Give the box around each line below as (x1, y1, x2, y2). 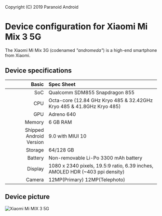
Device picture (5, 193, 50, 201)
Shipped (25, 126, 44, 133)
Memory (25, 119, 44, 125)
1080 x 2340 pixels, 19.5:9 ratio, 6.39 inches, (48, 162, 153, 169)
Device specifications (5, 66, 72, 75)
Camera (26, 176, 44, 183)
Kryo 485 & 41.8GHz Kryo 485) (48, 103, 121, 109)
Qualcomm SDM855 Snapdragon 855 (48, 89, 135, 96)
